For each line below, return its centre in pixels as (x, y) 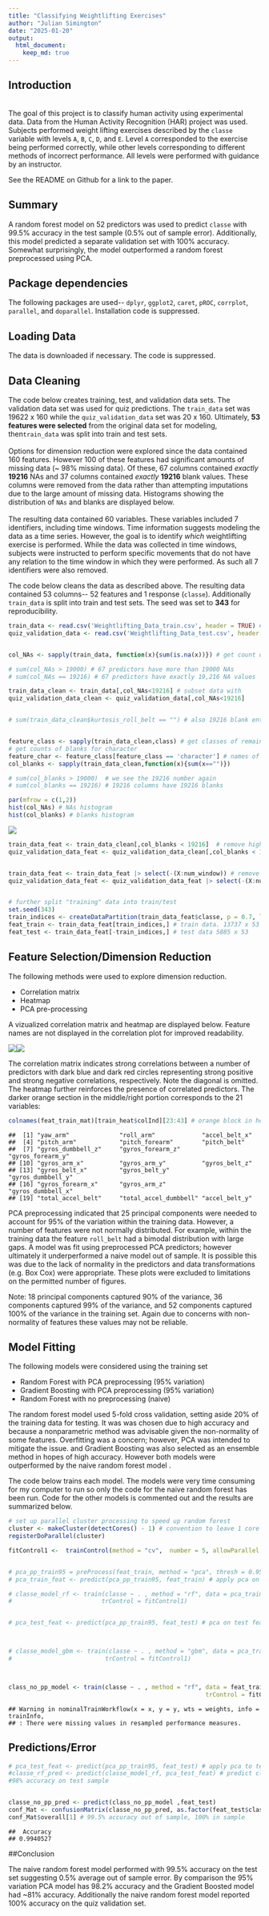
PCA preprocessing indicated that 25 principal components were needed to (133, 1213)
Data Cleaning (44, 381)
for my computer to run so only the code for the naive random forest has (128, 1489)
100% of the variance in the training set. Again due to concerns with (120, 1313)
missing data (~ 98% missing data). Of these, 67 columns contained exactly (133, 468)
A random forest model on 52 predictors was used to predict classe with (128, 224)
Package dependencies (68, 284)
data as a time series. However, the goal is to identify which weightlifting (127, 536)
